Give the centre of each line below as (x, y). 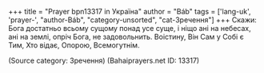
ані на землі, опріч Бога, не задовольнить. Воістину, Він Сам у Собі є (126, 36)
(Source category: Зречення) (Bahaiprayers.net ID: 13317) (104, 60)
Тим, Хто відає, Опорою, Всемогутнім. (74, 45)
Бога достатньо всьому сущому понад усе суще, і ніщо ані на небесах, (130, 28)
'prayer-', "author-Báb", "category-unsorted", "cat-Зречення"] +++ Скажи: (133, 20)
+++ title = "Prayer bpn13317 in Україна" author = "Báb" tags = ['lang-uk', (130, 12)
